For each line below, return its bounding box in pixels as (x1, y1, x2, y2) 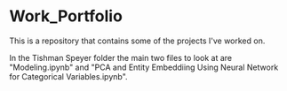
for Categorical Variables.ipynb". (9, 71, 128, 81)
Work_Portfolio (9, 6, 123, 27)
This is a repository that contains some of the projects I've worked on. (9, 35, 266, 46)
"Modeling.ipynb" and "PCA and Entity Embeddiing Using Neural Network (9, 62, 279, 72)
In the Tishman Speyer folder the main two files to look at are (9, 52, 233, 63)
